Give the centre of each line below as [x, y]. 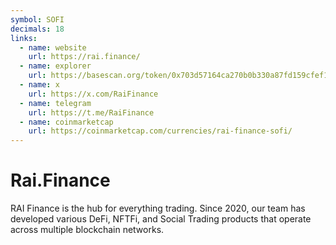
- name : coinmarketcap [66, 122]
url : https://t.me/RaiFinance [91, 112]
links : [24, 38]
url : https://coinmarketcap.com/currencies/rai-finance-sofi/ [160, 131]
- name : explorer [55, 66]
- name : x [39, 85]
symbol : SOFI [37, 19]
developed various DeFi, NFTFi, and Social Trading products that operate [161, 219]
